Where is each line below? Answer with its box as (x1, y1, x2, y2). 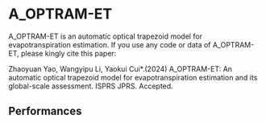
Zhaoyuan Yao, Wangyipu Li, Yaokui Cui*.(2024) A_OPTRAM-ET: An (8, 64, 232, 73)
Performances (8, 105, 82, 118)
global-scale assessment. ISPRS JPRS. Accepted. (8, 81, 173, 91)
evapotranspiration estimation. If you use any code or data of (8, 39, 211, 49)
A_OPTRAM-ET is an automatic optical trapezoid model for (8, 31, 203, 41)
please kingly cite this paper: (20, 48, 117, 58)
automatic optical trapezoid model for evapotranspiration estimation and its (8, 72, 258, 82)
